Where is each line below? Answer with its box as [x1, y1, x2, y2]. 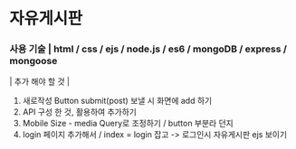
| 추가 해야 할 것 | [9, 76, 71, 87]
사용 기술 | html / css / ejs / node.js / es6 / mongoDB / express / [9, 42, 288, 55]
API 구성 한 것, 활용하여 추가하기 [22, 107, 138, 117]
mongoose [9, 55, 58, 68]
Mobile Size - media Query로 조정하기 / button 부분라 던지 [22, 118, 234, 129]
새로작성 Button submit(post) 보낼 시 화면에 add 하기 [22, 96, 213, 107]
